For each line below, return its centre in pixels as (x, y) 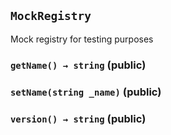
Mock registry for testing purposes (82, 39)
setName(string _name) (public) (86, 92)
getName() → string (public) (78, 65)
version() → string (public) (78, 118)
